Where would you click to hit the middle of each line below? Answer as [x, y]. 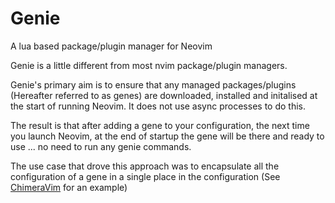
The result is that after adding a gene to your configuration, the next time [160, 125]
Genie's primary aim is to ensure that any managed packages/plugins [153, 84]
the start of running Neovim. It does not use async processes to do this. [158, 106]
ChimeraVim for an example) [69, 187]
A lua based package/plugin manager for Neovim [111, 46]
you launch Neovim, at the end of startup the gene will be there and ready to [167, 136]
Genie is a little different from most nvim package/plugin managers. [149, 65]
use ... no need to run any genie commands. [101, 146]
